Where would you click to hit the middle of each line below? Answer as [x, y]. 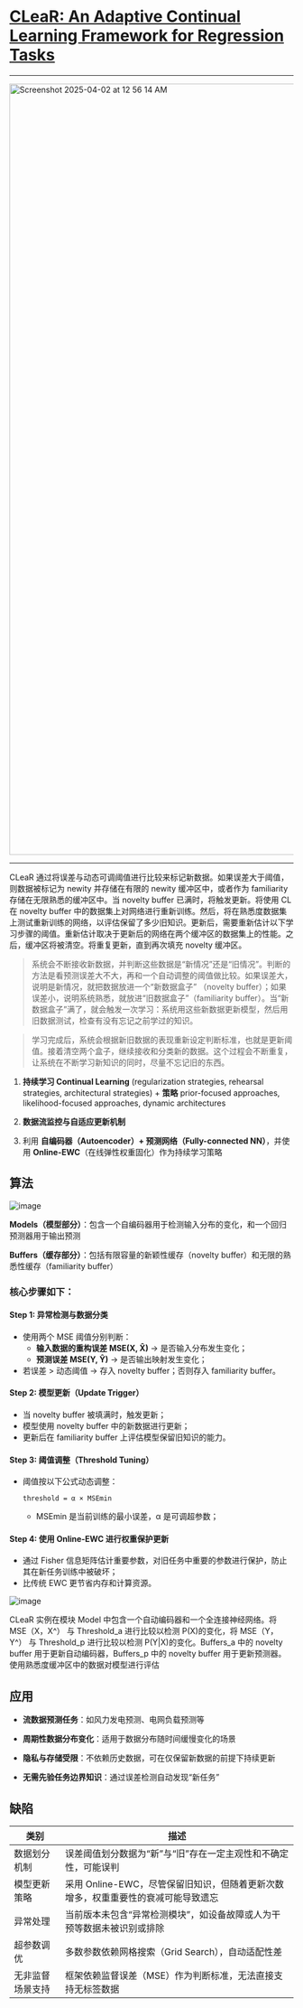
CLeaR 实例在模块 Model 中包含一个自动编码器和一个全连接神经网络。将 [143, 1620]
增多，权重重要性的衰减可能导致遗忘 [142, 1898]
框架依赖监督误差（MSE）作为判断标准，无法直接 [170, 1975]
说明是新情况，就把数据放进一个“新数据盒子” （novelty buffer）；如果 [159, 986]
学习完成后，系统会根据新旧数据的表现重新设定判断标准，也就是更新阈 [162, 1040]
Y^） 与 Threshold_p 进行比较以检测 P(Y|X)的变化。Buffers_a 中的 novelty [146, 1642]
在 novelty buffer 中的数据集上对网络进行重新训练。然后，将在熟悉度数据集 [148, 911]
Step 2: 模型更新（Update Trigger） [77, 1393]
